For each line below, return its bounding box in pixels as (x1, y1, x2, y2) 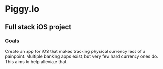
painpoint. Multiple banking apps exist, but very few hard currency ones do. (5, 53, 158, 59)
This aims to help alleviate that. (5, 58, 68, 64)
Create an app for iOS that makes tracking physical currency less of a (5, 48, 146, 54)
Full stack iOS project (5, 23, 72, 31)
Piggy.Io (5, 3, 40, 15)
